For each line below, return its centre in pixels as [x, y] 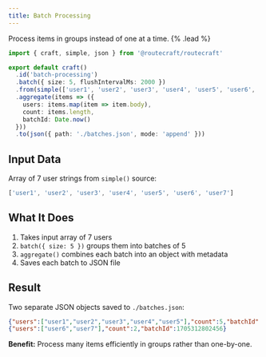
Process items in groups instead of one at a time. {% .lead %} [110, 38]
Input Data [35, 159]
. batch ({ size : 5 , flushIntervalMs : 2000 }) [91, 82]
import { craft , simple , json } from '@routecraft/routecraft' [116, 53]
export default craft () [48, 67]
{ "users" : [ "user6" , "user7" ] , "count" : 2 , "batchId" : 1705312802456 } [117, 329]
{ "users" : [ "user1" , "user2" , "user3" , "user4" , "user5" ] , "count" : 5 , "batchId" [134, 321]
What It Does [41, 218]
